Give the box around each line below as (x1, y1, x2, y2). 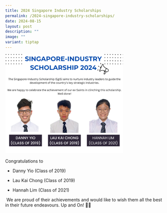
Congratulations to (5, 158, 43, 164)
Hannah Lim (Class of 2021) (12, 187, 70, 193)
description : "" (5, 29, 39, 34)
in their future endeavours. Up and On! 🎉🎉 (5, 202, 91, 208)
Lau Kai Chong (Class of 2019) (12, 177, 75, 183)
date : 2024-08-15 (5, 18, 41, 23)
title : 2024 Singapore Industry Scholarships (5, 8, 101, 13)
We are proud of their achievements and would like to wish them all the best (6, 197, 163, 203)
